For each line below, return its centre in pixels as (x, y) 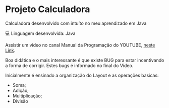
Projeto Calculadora (48, 9)
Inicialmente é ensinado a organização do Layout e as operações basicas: (82, 75)
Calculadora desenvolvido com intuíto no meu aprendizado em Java (76, 23)
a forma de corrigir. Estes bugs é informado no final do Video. (69, 65)
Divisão (20, 101)
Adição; (21, 90)
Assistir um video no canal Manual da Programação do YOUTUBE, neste (80, 45)
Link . (10, 50)
